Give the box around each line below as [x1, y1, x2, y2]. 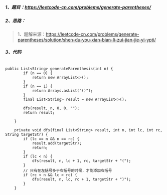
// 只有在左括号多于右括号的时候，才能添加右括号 [23, 168, 112, 173]
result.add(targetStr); [32, 141, 82, 146]
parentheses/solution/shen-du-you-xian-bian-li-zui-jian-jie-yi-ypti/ [17, 37, 156, 43]
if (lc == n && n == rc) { [23, 136, 80, 142]
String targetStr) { [5, 132, 49, 137]
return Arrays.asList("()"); [32, 88, 93, 93]
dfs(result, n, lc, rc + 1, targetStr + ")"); [32, 177, 131, 182]
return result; [23, 110, 55, 115]
